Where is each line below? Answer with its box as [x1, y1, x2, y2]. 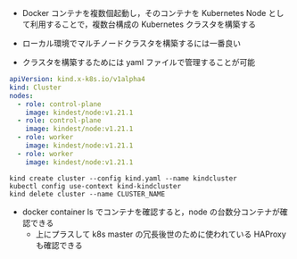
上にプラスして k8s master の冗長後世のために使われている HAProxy [35, 229, 287, 239]
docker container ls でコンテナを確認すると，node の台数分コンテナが [21, 206, 281, 217]
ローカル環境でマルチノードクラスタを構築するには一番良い [21, 38, 242, 48]
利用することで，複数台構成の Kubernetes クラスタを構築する [29, 19, 257, 29]
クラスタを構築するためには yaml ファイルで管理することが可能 [21, 57, 256, 67]
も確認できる [35, 239, 83, 250]
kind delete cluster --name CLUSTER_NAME [9, 189, 166, 198]
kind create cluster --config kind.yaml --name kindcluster [9, 173, 238, 183]
